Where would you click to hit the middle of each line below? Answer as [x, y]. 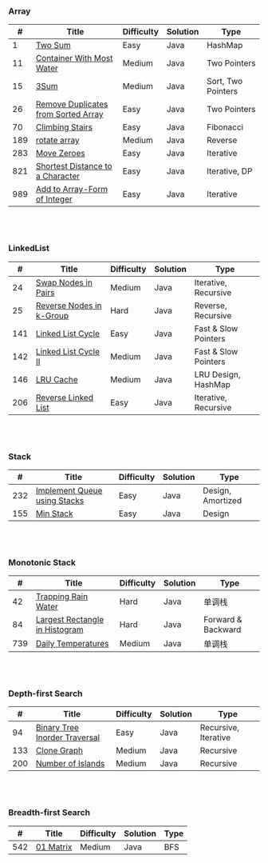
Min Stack [54, 513]
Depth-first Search [45, 693]
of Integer [54, 199]
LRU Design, [217, 374]
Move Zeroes [60, 154]
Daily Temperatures [72, 644]
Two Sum [53, 46]
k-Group [52, 315]
